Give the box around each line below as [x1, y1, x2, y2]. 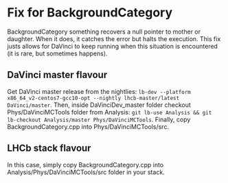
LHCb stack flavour [7, 143, 91, 154]
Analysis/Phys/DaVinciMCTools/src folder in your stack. [7, 168, 165, 176]
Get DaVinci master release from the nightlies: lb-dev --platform [7, 87, 191, 95]
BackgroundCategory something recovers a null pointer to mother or [7, 27, 201, 36]
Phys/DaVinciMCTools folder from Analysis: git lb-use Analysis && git [7, 108, 212, 116]
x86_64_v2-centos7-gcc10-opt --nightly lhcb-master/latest [7, 95, 180, 101]
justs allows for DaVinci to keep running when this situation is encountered [7, 42, 218, 50]
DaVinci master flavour [7, 69, 108, 81]
